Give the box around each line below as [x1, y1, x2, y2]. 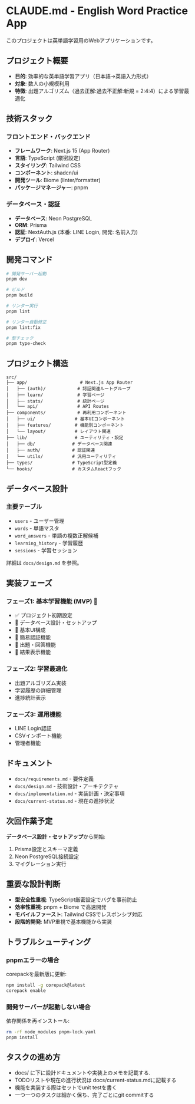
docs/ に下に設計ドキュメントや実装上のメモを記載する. [14, 1069, 151, 1076]
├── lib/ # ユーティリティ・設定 [6, 435, 124, 441]
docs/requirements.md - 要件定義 [14, 775, 94, 782]
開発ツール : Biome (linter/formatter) [14, 177, 101, 184]
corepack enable [6, 988, 46, 994]
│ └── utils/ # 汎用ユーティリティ [6, 454, 117, 460]
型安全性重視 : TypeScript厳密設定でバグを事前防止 [14, 896, 137, 903]
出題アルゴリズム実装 [14, 679, 67, 686]
